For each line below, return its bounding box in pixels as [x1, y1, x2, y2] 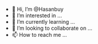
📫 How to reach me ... [11, 32, 67, 38]
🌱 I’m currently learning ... [11, 18, 75, 25]
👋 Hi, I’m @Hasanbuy [11, 6, 64, 12]
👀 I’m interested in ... [11, 12, 62, 19]
